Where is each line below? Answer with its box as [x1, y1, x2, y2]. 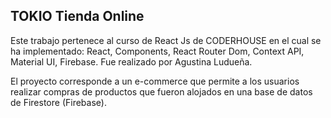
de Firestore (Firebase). [10, 96, 107, 108]
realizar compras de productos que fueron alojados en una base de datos [10, 85, 313, 98]
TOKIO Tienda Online [10, 8, 145, 25]
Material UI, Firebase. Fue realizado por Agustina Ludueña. [10, 55, 253, 68]
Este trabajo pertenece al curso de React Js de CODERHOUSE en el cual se [10, 34, 322, 46]
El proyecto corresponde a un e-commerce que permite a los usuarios [10, 75, 300, 87]
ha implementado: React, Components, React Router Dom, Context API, [10, 45, 305, 57]
